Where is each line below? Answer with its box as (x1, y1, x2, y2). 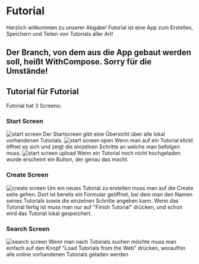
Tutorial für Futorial (6, 86, 79, 97)
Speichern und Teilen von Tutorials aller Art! (6, 30, 114, 37)
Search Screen (6, 225, 50, 233)
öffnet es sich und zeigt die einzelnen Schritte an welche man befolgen (6, 143, 180, 150)
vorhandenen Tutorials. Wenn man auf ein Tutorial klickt (6, 137, 193, 144)
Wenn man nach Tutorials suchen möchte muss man (48, 238, 177, 246)
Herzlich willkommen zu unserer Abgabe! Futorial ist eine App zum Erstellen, (6, 24, 193, 31)
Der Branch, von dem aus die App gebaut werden (6, 48, 192, 58)
